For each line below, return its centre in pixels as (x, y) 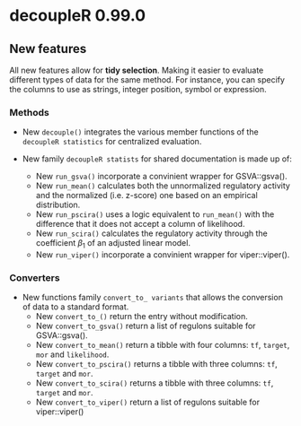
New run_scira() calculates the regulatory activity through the (151, 233)
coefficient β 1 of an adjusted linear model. (113, 244)
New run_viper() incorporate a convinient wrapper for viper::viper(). (163, 255)
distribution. (58, 205)
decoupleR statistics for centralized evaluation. (112, 142)
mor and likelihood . (72, 354)
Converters (35, 278)
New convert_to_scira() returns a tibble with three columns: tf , (155, 383)
